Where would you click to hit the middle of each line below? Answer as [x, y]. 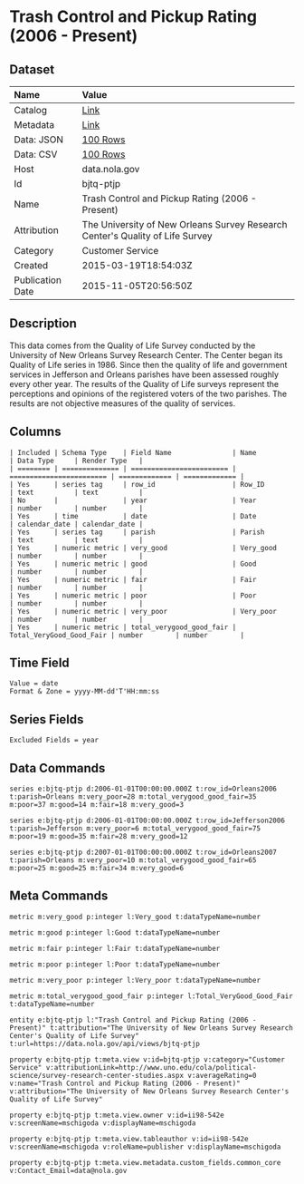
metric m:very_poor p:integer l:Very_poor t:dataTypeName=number [135, 980]
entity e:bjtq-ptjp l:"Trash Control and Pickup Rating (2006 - [133, 1020]
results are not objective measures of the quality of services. [123, 403]
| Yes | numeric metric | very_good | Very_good [143, 548]
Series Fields [47, 719]
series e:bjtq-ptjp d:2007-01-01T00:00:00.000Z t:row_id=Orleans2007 [143, 853]
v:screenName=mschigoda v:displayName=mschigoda [103, 1123]
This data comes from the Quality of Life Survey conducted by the [133, 345]
